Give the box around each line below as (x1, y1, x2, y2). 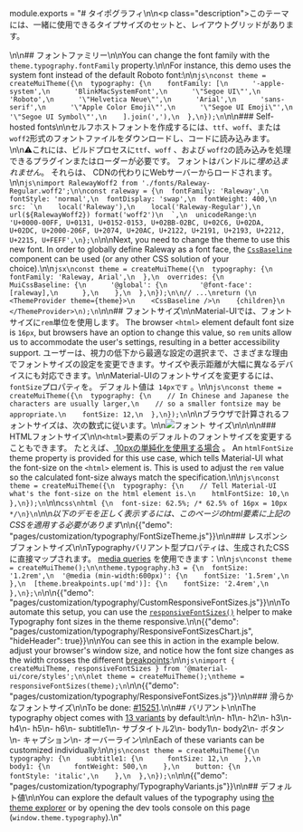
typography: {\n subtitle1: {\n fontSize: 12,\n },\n (9, 754, 260, 763)
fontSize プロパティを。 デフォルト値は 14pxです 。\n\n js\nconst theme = (9, 381, 282, 392)
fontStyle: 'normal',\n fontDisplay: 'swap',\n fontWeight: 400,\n (9, 195, 278, 204)
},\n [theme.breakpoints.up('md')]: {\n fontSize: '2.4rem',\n (9, 579, 270, 588)
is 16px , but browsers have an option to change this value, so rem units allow (9, 327, 292, 338)
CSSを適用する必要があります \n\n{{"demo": (9, 520, 174, 530)
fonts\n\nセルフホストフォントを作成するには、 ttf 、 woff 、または (37, 121, 281, 132)
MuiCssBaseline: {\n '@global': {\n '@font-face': (9, 281, 253, 290)
